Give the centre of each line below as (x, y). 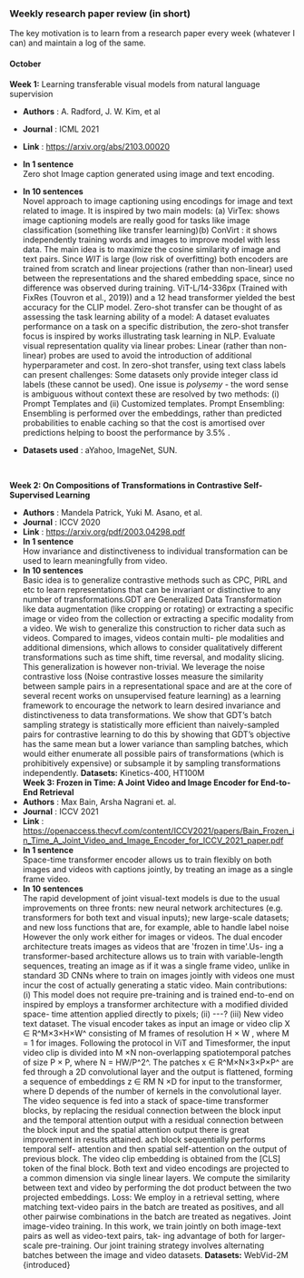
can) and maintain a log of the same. (78, 43)
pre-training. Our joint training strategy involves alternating (155, 1245)
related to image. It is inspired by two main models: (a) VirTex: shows (151, 211)
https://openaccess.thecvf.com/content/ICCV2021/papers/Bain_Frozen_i (158, 831)
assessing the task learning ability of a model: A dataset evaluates (146, 317)
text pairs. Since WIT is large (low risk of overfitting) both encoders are (155, 259)
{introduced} (46, 1264)
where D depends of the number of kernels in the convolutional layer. (152, 1091)
